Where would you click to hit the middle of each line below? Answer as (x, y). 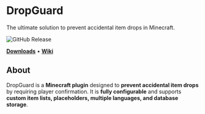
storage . (17, 104)
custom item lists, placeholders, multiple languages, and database (92, 98)
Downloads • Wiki (30, 51)
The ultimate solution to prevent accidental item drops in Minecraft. (91, 27)
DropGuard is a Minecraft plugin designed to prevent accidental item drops (103, 85)
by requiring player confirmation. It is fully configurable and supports (94, 91)
